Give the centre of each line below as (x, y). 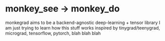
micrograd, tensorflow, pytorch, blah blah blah (53, 33)
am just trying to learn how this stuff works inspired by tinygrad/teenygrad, (82, 27)
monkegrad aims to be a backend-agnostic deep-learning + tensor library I (83, 22)
